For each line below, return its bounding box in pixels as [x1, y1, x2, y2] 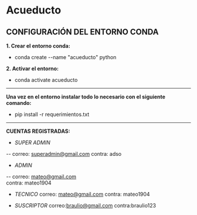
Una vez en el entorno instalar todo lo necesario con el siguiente [6, 93, 166, 100]
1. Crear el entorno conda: [6, 42, 70, 49]
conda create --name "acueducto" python [14, 54, 117, 60]
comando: [6, 100, 32, 106]
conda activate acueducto [14, 77, 78, 83]
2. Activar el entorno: [6, 65, 59, 72]
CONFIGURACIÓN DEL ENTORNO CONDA [6, 27, 159, 37]
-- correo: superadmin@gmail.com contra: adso [6, 151, 122, 157]
